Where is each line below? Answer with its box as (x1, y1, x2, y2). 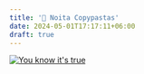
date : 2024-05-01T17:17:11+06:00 (9, 22, 136, 31)
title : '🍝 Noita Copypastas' (9, 13, 120, 23)
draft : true (9, 30, 54, 39)
